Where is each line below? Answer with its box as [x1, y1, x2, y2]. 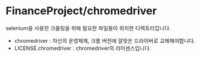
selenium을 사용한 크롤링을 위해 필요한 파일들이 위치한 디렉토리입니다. [5, 24, 171, 31]
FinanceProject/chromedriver [5, 4, 157, 18]
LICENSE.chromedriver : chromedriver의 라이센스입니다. [14, 45, 152, 52]
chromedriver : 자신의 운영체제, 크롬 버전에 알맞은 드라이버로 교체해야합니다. [14, 37, 196, 44]
